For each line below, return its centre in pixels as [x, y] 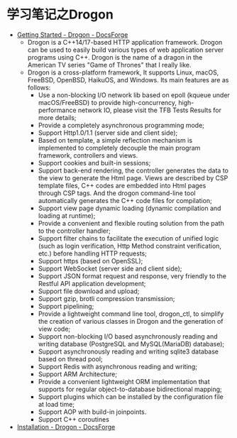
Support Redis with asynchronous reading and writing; [118, 366]
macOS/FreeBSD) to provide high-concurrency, [108, 102]
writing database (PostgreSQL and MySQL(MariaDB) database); [131, 344]
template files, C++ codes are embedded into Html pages [122, 185]
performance [57, 110]
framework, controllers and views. [88, 155]
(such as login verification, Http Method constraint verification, [129, 246]
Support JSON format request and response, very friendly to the [132, 276]
